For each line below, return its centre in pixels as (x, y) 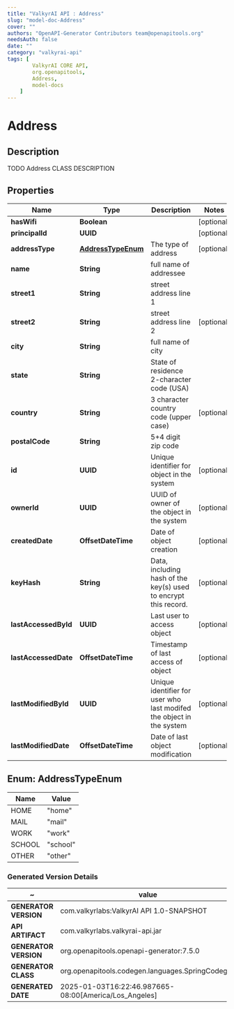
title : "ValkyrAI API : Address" (56, 14)
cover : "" (22, 26)
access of (167, 662)
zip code (165, 446)
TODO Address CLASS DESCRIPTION (61, 169)
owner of (165, 503)
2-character (171, 379)
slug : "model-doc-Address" (46, 20)
